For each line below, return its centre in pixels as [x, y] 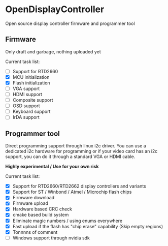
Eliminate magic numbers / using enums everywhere [68, 221]
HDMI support [27, 94]
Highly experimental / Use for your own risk [52, 167]
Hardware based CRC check [42, 209]
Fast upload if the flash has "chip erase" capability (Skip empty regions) [88, 226]
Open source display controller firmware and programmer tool [70, 23]
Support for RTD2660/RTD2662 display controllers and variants [79, 186]
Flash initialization [31, 83]
